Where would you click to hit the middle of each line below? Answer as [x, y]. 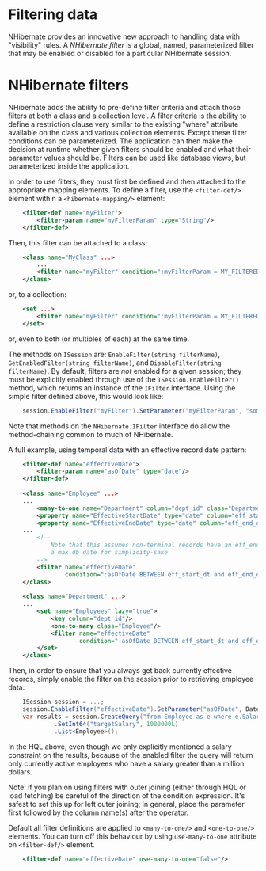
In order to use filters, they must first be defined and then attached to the [127, 181]
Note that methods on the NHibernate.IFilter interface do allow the [119, 426]
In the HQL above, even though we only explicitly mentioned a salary [120, 747]
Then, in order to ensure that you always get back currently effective [120, 671]
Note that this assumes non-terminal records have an [141, 545]
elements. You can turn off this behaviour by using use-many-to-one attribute [133, 836]
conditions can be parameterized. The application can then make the [121, 141]
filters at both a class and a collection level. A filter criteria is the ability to [127, 116]
